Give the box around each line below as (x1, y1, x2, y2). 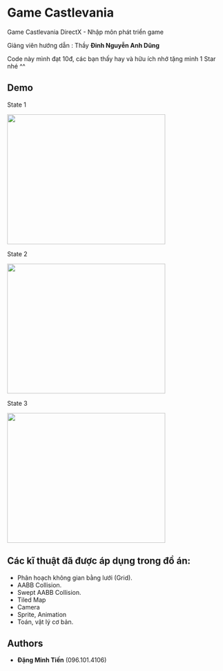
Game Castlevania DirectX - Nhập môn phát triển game (7, 28, 164, 36)
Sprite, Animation (17, 610, 67, 618)
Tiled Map (17, 596, 46, 604)
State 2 (7, 249, 28, 258)
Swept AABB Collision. (17, 588, 81, 596)
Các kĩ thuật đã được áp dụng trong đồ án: (7, 555, 191, 567)
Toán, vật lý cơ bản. (17, 618, 74, 626)
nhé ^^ (7, 62, 26, 70)
